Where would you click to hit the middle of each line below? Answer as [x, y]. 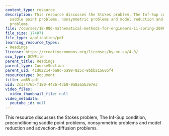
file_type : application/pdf [35, 38]
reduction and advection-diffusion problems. [52, 128]
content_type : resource [30, 10]
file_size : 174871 [24, 33]
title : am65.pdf [22, 80]
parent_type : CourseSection [35, 66]
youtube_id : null [28, 103]
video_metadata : [22, 98]
